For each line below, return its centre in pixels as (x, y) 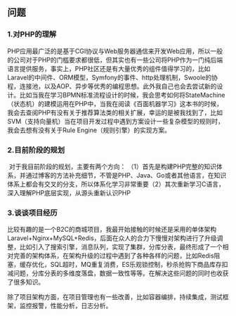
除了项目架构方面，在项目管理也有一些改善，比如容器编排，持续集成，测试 (115, 297)
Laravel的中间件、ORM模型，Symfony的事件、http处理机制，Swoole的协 (112, 77)
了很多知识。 (26, 282)
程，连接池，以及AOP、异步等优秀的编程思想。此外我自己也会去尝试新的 (112, 86)
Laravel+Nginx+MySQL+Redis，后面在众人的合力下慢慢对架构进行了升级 (112, 238)
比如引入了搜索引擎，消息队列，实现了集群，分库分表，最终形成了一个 (121, 247)
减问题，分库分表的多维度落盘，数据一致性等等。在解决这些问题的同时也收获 (118, 273)
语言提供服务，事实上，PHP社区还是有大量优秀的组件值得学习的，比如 (109, 68)
